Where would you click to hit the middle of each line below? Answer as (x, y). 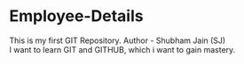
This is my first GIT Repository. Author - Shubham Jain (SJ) (118, 40)
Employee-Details (76, 16)
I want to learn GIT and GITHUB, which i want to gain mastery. (122, 49)
